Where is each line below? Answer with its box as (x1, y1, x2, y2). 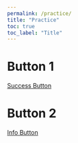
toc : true (7, 23, 36, 30)
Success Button (7, 82, 52, 90)
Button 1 (7, 59, 55, 74)
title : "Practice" (7, 16, 60, 23)
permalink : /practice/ (7, 10, 72, 17)
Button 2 (7, 106, 57, 121)
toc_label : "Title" (7, 29, 63, 36)
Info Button (7, 129, 39, 137)
